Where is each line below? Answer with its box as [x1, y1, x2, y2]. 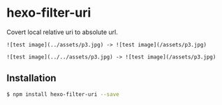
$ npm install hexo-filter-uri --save [6, 90, 119, 98]
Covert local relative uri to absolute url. [6, 28, 118, 36]
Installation [6, 72, 57, 84]
